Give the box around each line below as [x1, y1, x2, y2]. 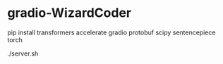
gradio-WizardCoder [7, 5, 132, 21]
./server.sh [7, 49, 39, 58]
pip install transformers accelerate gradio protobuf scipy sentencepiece [7, 28, 216, 37]
